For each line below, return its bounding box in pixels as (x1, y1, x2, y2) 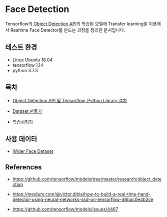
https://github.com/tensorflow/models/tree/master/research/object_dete (12, 176, 162, 182)
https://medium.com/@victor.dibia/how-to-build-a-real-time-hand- (12, 191, 151, 197)
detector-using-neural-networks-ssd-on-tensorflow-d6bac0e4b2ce (12, 196, 153, 202)
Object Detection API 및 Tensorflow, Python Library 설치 (12, 97, 127, 103)
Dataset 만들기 (12, 108, 42, 114)
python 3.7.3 (12, 67, 38, 73)
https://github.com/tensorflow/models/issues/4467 (12, 206, 118, 212)
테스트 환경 (5, 43, 37, 52)
